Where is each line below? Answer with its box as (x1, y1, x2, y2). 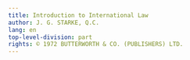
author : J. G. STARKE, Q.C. (8, 19, 100, 26)
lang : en (8, 26, 37, 34)
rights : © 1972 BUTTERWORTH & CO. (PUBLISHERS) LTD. (8, 41, 184, 48)
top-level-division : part (8, 33, 92, 41)
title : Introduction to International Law (8, 11, 149, 19)
